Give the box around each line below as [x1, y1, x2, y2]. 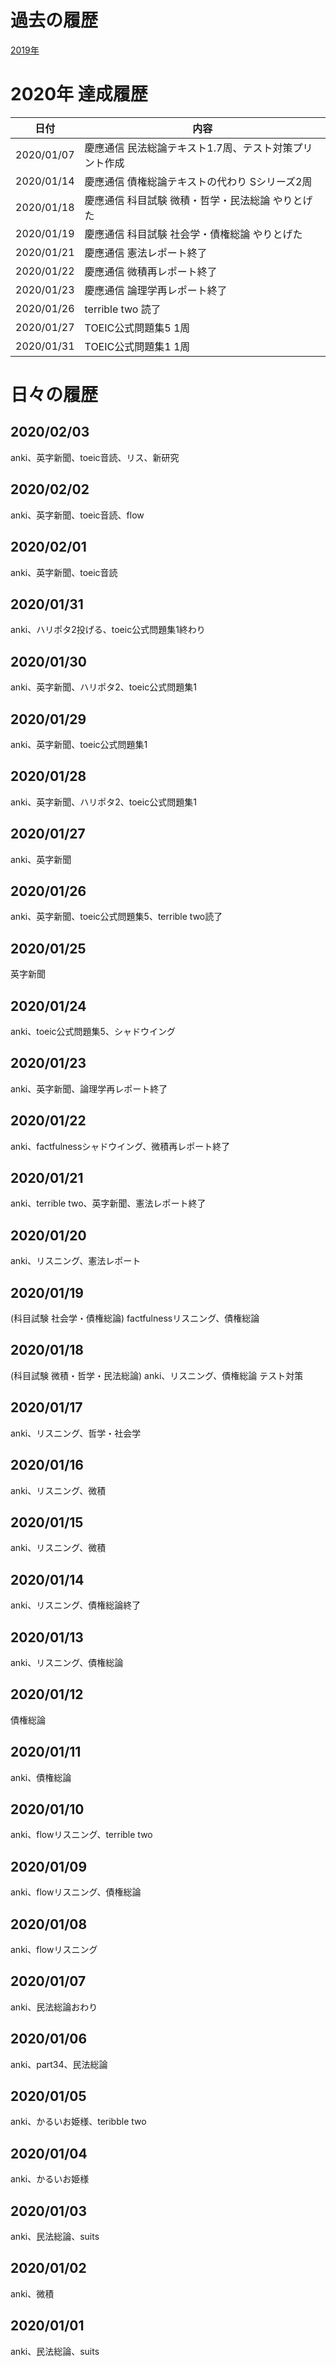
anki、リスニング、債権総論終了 [10, 1599, 142, 1611]
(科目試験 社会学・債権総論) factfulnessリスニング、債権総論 [10, 1312, 260, 1325]
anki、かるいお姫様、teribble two [10, 2116, 147, 2128]
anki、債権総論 [10, 1771, 72, 1783]
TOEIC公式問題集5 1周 [84, 321, 191, 335]
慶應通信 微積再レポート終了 [84, 264, 218, 278]
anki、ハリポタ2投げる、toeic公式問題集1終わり [10, 624, 206, 636]
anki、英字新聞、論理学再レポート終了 [10, 1082, 168, 1095]
